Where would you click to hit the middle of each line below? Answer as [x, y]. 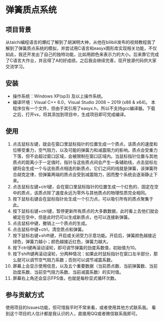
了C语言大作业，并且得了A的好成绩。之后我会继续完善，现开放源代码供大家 [81, 60]
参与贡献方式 [25, 295]
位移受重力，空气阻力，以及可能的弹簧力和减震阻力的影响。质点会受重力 [85, 150]
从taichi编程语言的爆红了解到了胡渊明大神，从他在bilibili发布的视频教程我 [79, 42]
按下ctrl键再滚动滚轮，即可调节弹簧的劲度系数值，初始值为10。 [76, 247]
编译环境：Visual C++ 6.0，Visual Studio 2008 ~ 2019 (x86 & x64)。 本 [84, 102]
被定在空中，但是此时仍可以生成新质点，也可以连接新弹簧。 [72, 217]
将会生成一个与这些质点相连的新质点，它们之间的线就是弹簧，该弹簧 [85, 168]
